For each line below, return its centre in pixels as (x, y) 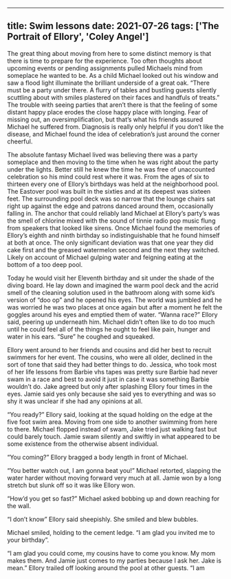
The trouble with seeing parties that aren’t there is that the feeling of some (112, 105)
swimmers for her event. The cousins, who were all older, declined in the (110, 357)
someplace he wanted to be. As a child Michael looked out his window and (113, 75)
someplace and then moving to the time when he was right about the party (113, 162)
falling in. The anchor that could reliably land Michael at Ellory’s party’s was (113, 213)
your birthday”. (28, 540)
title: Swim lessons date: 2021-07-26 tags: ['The (113, 26)
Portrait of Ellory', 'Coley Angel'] (78, 37)
